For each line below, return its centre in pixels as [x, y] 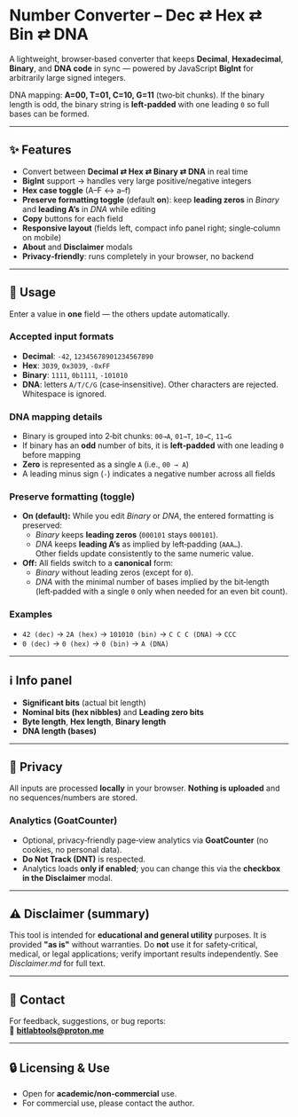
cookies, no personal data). [72, 849]
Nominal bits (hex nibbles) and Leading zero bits [113, 712]
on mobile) [42, 237]
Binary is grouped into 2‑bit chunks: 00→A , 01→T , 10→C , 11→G [127, 437]
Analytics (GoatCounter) [63, 821]
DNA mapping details [56, 416]
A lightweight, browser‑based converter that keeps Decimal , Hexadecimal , [146, 59]
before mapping [51, 455]
